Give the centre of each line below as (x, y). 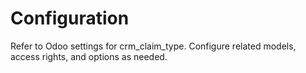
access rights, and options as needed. (89, 56)
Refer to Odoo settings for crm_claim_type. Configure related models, (153, 46)
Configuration (70, 18)
